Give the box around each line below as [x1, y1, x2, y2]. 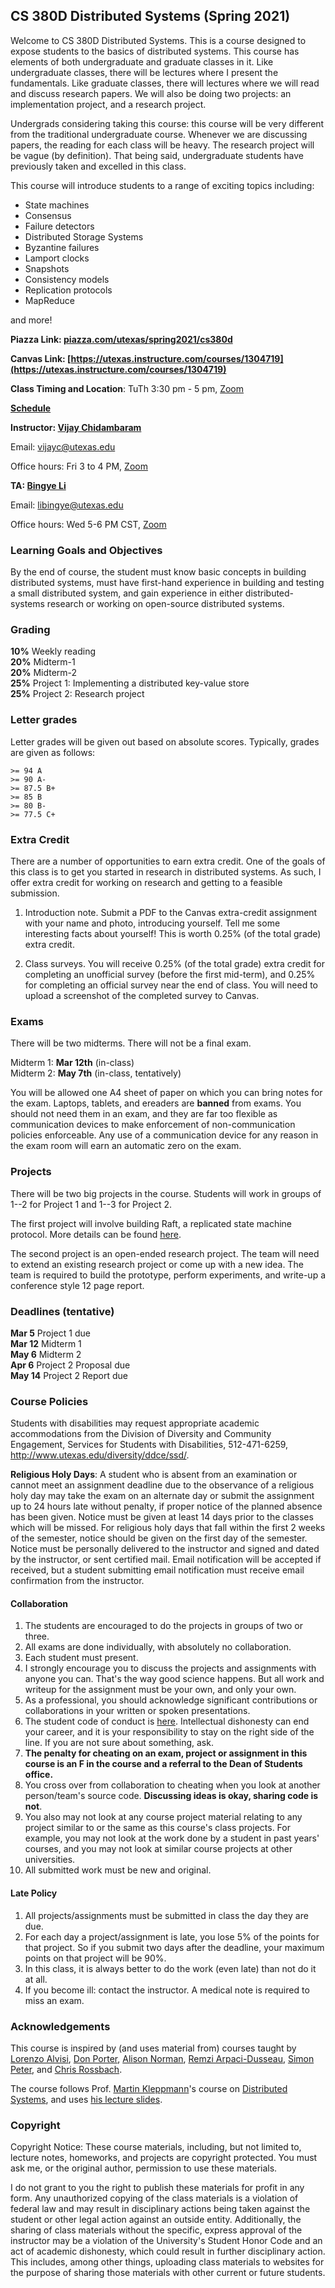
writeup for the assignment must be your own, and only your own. [24, 1684, 297, 1696]
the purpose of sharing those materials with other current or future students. [10, 2267, 326, 2279]
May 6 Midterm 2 [10, 1348, 82, 1360]
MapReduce [24, 294, 75, 306]
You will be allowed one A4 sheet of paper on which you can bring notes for [10, 1087, 323, 1099]
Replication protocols [24, 284, 113, 296]
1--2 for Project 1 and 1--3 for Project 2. [10, 1198, 173, 1210]
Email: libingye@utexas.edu [10, 499, 124, 511]
